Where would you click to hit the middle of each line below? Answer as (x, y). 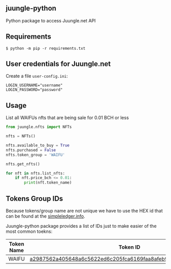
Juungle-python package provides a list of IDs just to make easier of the (81, 226)
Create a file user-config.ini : (37, 76)
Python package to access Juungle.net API (51, 20)
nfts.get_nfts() (23, 164)
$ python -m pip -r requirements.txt (46, 48)
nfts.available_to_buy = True (38, 145)
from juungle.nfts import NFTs (39, 127)
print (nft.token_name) (48, 183)
